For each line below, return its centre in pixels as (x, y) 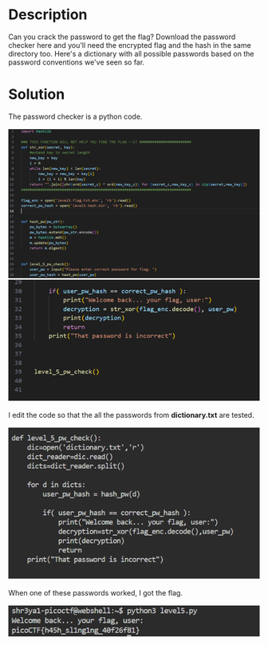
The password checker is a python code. (75, 116)
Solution (37, 94)
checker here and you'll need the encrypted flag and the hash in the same (130, 45)
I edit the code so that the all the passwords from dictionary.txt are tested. (131, 415)
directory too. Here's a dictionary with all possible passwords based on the (131, 53)
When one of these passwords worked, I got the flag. (96, 592)
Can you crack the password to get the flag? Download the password (122, 37)
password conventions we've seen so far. (77, 62)
